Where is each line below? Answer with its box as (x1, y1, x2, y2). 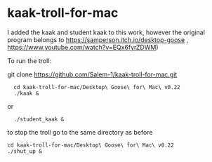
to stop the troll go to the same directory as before (7, 128, 153, 136)
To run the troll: (7, 56, 51, 65)
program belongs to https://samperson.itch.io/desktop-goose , (7, 35, 189, 43)
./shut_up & (7, 147, 42, 155)
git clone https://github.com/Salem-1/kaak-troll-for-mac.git (7, 70, 178, 79)
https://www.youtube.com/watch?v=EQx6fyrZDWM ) (7, 43, 159, 51)
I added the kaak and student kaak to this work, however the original (7, 28, 206, 36)
